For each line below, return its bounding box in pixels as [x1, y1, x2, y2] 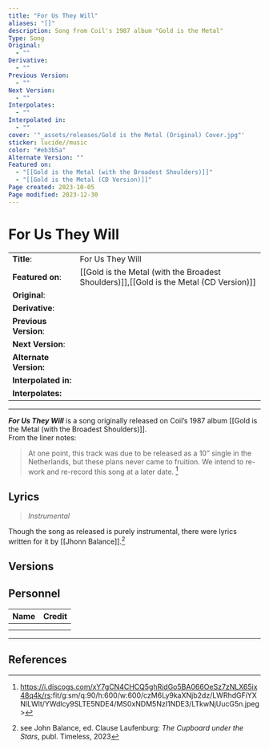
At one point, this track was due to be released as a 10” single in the [27, 448, 252, 458]
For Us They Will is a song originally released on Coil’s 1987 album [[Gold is [8, 415, 258, 425]
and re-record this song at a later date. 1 [46, 465, 179, 476]
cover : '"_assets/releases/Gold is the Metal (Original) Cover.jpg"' [8, 131, 246, 139]
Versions [8, 560, 54, 573]
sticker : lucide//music [8, 138, 88, 147]
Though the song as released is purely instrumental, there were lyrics [8, 527, 238, 536]
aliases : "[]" [8, 19, 56, 27]
